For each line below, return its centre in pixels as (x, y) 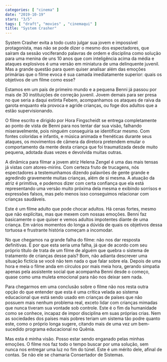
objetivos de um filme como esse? (40, 80)
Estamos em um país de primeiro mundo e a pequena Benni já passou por (81, 89)
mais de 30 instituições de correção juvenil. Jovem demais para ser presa (81, 95)
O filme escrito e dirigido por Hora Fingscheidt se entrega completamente (81, 120)
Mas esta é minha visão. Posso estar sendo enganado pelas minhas (75, 339)
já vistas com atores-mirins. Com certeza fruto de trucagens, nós (72, 167)
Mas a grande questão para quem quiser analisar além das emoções (76, 69)
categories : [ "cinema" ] (32, 10)
